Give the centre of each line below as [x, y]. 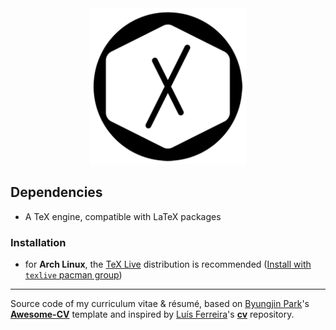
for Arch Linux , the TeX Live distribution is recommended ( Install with [168, 264]
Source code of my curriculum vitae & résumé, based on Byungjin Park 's [160, 304]
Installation [38, 242]
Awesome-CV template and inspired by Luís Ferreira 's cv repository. [152, 314]
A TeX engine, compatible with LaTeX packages [123, 216]
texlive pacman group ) [73, 275]
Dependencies [56, 192]
